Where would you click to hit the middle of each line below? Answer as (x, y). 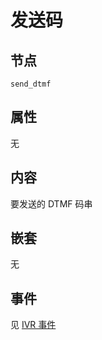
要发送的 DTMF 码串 (51, 203)
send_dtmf (31, 84)
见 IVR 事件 (33, 325)
